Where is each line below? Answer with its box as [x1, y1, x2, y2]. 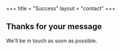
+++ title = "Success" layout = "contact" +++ [6, 5, 116, 12]
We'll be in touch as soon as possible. [6, 37, 98, 44]
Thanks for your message [6, 22, 102, 31]
